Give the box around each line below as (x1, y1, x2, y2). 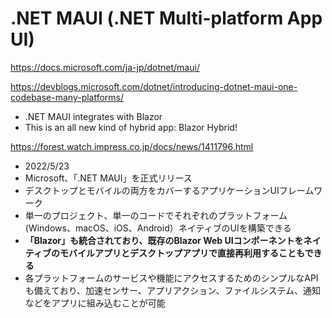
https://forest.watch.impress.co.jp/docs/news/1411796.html (10, 140, 254, 152)
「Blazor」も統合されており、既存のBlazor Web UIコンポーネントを (24, 234, 304, 246)
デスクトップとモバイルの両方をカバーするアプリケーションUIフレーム (24, 184, 315, 196)
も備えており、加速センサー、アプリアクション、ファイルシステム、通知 (24, 284, 322, 296)
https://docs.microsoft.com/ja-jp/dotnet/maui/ (10, 61, 200, 73)
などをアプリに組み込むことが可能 (24, 297, 166, 309)
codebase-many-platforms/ (10, 91, 125, 103)
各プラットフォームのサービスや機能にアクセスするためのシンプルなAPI (24, 272, 319, 284)
